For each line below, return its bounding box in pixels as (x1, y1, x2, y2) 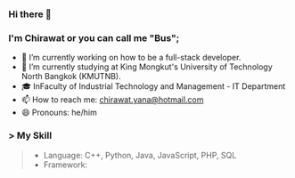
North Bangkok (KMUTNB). (20, 71, 121, 82)
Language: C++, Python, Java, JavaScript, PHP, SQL (43, 150, 237, 160)
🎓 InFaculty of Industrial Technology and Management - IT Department (20, 81, 286, 92)
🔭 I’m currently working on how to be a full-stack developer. (20, 53, 242, 63)
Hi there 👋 (8, 8, 53, 20)
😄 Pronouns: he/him (20, 107, 97, 118)
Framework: (43, 159, 88, 170)
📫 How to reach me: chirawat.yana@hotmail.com (20, 94, 204, 105)
